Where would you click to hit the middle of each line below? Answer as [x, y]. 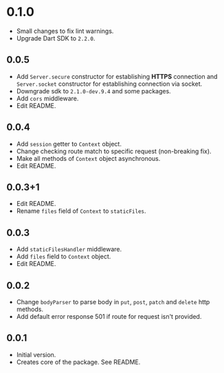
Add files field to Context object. [64, 257]
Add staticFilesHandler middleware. [69, 249]
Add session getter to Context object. [69, 144]
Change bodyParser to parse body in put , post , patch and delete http [113, 302]
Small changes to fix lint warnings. [65, 31]
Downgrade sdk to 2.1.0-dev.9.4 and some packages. [93, 91]
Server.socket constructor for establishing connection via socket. [109, 84]
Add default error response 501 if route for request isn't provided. [109, 316]
